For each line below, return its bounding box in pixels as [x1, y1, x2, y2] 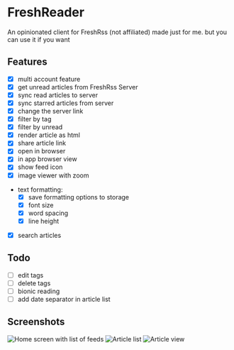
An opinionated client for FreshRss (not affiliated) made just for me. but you [7, 28, 228, 36]
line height [28, 217, 60, 225]
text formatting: [17, 185, 63, 194]
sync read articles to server [17, 90, 98, 99]
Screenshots [7, 316, 65, 328]
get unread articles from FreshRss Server [17, 82, 138, 91]
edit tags [17, 270, 44, 279]
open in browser [17, 147, 66, 155]
